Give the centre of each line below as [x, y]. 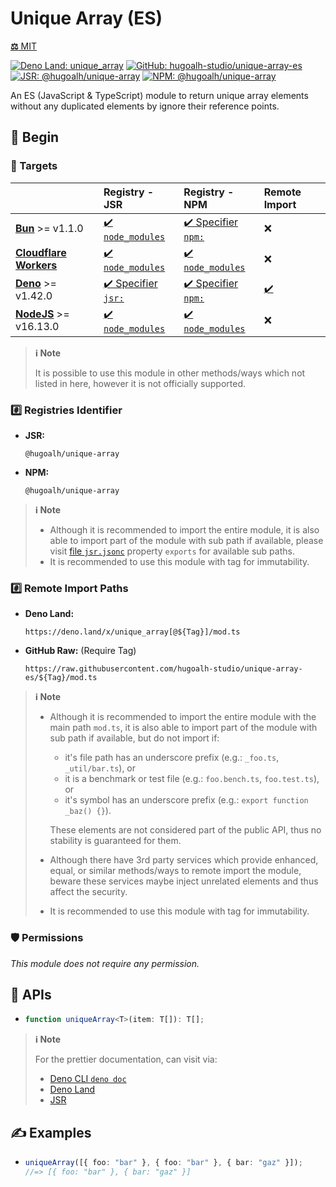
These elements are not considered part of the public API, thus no [185, 830]
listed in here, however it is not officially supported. [140, 383]
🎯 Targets [34, 166]
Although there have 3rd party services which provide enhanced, [184, 860]
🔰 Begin [35, 137]
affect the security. [88, 892]
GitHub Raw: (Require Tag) [80, 651]
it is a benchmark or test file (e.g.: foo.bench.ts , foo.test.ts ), [192, 779]
